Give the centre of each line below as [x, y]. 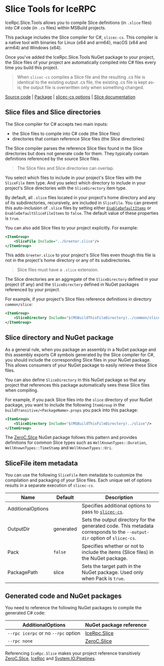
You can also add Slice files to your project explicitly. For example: [72, 228]
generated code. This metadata [118, 526]
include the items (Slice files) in [118, 552]
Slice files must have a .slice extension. [58, 270]
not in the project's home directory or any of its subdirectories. [68, 260]
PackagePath [23, 573]
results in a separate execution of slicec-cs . [50, 485]
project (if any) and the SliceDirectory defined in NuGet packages [72, 284]
